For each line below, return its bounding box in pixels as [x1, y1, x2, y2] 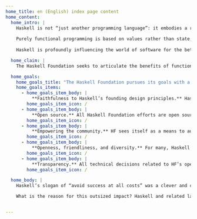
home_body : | [11, 177, 43, 183]
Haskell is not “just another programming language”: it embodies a [16, 25, 188, 31]
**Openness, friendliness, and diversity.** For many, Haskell [31, 145, 191, 151]
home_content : [5, 14, 41, 20]
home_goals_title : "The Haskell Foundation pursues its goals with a [16, 79, 191, 85]
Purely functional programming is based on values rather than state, [16, 36, 193, 42]
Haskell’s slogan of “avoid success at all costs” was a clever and [16, 183, 188, 189]
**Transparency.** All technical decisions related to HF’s [31, 161, 182, 167]
